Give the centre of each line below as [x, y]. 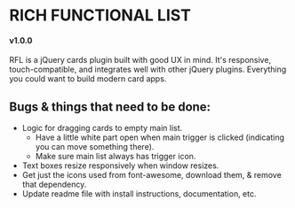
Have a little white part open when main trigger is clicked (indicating [160, 137]
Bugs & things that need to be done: [110, 107]
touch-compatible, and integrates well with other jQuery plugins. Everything [148, 69]
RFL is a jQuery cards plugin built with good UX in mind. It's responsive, [140, 60]
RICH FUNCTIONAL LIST [100, 15]
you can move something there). [95, 147]
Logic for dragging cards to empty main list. [102, 128]
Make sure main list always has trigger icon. [116, 157]
